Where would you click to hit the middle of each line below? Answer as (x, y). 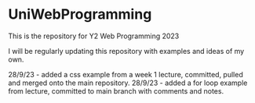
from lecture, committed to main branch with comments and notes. (116, 91)
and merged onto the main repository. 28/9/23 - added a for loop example (128, 83)
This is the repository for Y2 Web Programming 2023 (94, 36)
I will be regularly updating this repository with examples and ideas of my (126, 51)
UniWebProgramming (80, 14)
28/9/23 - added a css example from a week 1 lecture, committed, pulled (126, 74)
